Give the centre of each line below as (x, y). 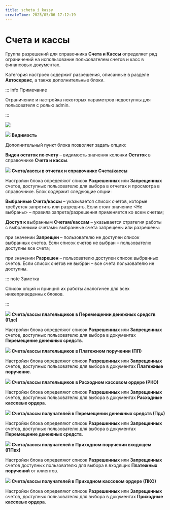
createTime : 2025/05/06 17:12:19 (41, 15)
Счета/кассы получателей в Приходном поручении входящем (81, 445)
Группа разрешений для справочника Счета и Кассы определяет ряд (81, 54)
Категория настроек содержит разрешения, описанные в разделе (77, 75)
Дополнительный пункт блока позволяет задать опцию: (66, 145)
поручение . (18, 372)
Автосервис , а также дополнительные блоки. (55, 80)
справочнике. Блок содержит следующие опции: (59, 192)
